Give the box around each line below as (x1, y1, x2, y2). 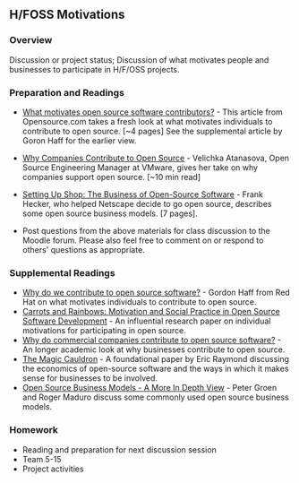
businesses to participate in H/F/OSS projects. (9, 64, 181, 74)
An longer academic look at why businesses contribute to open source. (21, 344, 286, 355)
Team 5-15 (21, 453, 62, 464)
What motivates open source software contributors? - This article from (21, 107, 284, 117)
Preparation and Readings (9, 86, 125, 99)
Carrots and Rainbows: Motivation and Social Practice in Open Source (21, 306, 280, 317)
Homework (9, 424, 58, 436)
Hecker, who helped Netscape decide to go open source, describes (21, 198, 272, 209)
